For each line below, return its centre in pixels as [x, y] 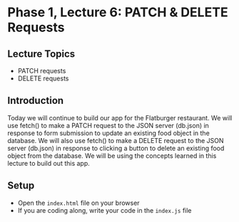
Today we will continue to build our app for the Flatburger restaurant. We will [120, 117]
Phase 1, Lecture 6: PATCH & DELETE [118, 12]
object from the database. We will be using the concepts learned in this [112, 155]
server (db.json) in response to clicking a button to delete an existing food [116, 148]
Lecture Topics [41, 54]
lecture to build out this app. [49, 163]
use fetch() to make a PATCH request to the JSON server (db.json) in [108, 125]
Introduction [36, 101]
